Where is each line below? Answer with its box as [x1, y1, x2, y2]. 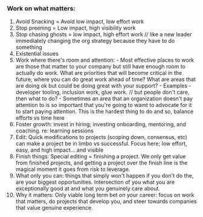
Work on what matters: [7, 4, 76, 13]
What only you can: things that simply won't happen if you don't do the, [15, 172, 194, 180]
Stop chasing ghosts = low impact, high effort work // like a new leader [15, 31, 192, 38]
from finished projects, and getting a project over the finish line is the [15, 159, 188, 167]
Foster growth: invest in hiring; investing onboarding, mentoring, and [15, 121, 187, 128]
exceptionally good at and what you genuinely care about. [15, 185, 161, 192]
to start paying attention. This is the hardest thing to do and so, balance [15, 108, 194, 115]
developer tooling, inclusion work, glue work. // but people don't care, [15, 89, 190, 96]
